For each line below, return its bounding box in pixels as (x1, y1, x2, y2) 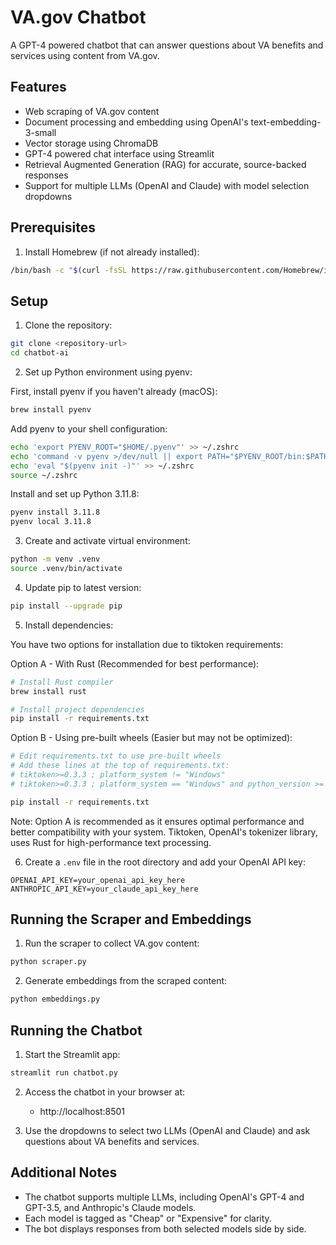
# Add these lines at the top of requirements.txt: (10, 761, 230, 771)
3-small (24, 126, 57, 138)
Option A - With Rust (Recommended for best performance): (10, 657, 260, 670)
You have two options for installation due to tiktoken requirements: (10, 638, 284, 650)
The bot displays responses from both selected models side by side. (24, 1222, 307, 1235)
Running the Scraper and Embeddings (10, 911, 252, 928)
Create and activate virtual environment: (24, 535, 191, 547)
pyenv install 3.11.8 (10, 507, 101, 518)
